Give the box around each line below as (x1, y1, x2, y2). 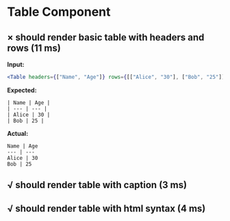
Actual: (7, 129, 29, 137)
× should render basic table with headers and (7, 32, 205, 43)
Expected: (7, 86, 37, 94)
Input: (7, 60, 25, 69)
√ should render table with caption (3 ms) (7, 179, 187, 191)
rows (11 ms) (7, 42, 62, 54)
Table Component (7, 4, 111, 20)
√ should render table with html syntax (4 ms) (7, 202, 206, 214)
